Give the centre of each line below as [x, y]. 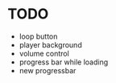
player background [50, 44]
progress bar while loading [64, 62]
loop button [38, 36]
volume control [44, 53]
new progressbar [48, 70]
